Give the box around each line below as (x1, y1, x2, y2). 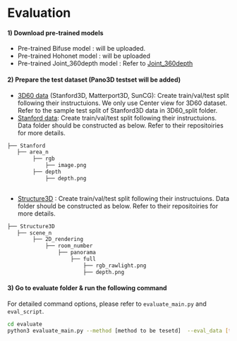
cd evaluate (7, 321, 42, 328)
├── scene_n (16, 229, 52, 237)
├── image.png (44, 162, 87, 169)
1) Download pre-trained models (7, 28, 104, 37)
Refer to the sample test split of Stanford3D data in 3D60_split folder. (17, 106, 218, 114)
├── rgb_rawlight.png (83, 262, 147, 269)
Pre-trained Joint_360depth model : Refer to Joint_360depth (17, 59, 193, 68)
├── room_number (44, 242, 93, 249)
